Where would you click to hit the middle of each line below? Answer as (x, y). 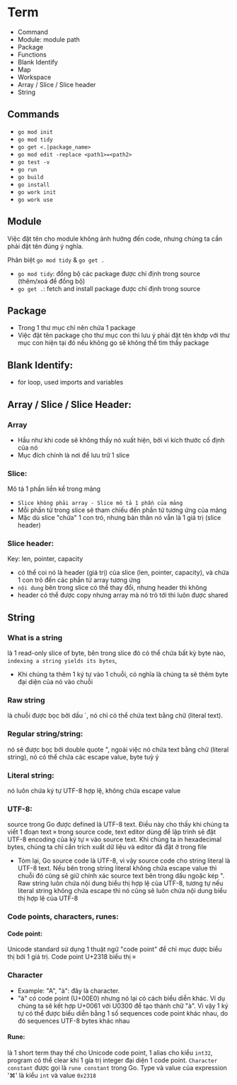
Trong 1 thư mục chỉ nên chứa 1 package (76, 328)
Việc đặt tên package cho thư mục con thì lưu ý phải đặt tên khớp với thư (123, 335)
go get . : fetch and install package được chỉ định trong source (109, 288)
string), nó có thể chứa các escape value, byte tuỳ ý (83, 757)
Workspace (34, 77)
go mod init (35, 132)
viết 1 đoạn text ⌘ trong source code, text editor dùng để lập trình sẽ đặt (112, 832)
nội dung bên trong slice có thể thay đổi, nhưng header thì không (112, 588)
